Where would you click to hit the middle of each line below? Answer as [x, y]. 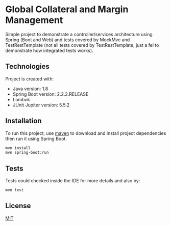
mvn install [18, 148]
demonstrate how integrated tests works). [49, 50]
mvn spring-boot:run [27, 153]
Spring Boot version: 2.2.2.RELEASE [51, 94]
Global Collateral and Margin [67, 9]
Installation [23, 121]
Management [34, 20]
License [18, 206]
